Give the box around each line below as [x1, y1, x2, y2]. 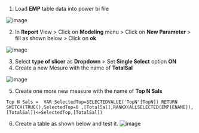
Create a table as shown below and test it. [14, 120, 118, 127]
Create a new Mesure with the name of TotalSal [14, 64, 133, 71]
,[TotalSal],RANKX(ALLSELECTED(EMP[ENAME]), [81, 104, 194, 110]
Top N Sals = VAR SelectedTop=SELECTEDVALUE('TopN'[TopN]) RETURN [6, 99, 178, 105]
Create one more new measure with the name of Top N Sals [14, 87, 163, 95]
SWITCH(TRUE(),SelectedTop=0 [6, 104, 79, 110]
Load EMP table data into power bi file [14, 5, 109, 12]
